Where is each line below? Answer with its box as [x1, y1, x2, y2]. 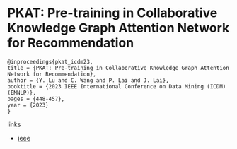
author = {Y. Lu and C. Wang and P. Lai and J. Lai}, [7, 76, 170, 84]
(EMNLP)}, [7, 89, 37, 96]
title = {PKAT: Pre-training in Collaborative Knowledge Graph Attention [7, 64, 230, 71]
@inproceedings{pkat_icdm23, [7, 58, 93, 65]
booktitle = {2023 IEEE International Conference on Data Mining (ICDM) [7, 83, 226, 90]
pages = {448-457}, [7, 95, 65, 102]
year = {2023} [7, 101, 50, 109]
